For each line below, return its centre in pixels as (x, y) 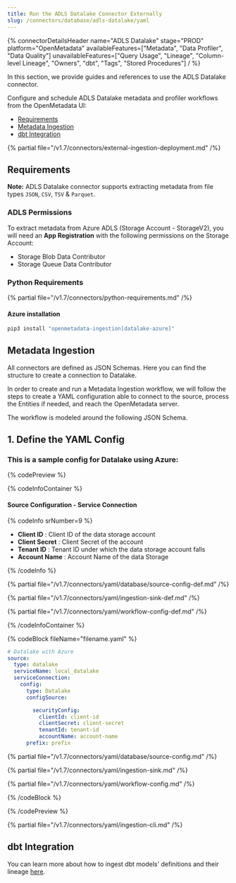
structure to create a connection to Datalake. (72, 375)
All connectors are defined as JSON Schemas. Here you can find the (107, 367)
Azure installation (34, 314)
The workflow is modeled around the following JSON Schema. (98, 418)
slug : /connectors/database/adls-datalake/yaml (79, 20)
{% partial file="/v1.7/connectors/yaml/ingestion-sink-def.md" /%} (104, 597)
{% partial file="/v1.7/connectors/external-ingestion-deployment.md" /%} (114, 147)
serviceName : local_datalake (56, 671)
